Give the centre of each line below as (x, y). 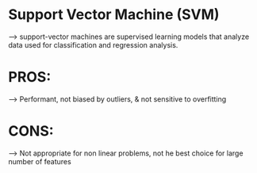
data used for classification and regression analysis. (93, 44)
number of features (40, 161)
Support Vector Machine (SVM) (114, 15)
